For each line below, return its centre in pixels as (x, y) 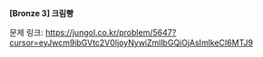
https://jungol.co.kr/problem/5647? (111, 33)
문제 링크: (26, 33)
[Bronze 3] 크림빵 (42, 13)
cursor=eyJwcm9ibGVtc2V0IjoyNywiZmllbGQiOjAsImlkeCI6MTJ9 (131, 43)
